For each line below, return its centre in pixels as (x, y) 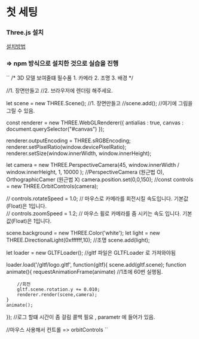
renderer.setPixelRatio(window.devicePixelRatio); (66, 146)
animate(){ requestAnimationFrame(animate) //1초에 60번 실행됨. (85, 271)
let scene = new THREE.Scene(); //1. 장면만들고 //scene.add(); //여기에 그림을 (99, 103)
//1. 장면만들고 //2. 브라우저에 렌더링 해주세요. (60, 90)
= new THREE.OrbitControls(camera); (52, 186)
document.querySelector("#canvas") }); (55, 129)
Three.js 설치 (25, 32)
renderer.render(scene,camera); (57, 294)
